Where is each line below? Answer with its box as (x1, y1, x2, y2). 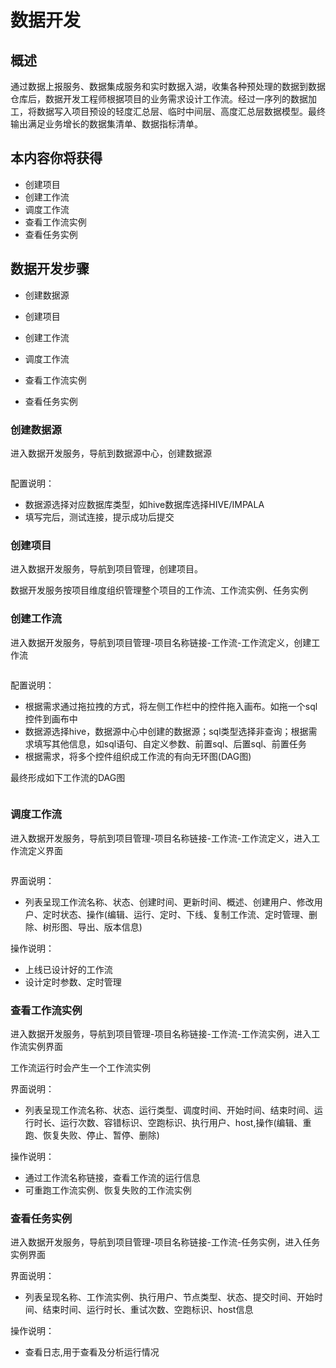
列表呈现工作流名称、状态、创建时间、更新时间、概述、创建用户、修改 (24, 896, 315, 908)
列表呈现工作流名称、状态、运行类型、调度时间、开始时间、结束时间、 (24, 1104, 315, 1116)
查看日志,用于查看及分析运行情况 (24, 1346, 160, 1358)
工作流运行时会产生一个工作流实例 (10, 1062, 151, 1074)
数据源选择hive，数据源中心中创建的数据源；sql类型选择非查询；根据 (24, 725, 309, 737)
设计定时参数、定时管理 (24, 976, 122, 988)
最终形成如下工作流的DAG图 (10, 771, 126, 783)
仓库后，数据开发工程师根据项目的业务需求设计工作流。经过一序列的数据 (10, 93, 308, 105)
